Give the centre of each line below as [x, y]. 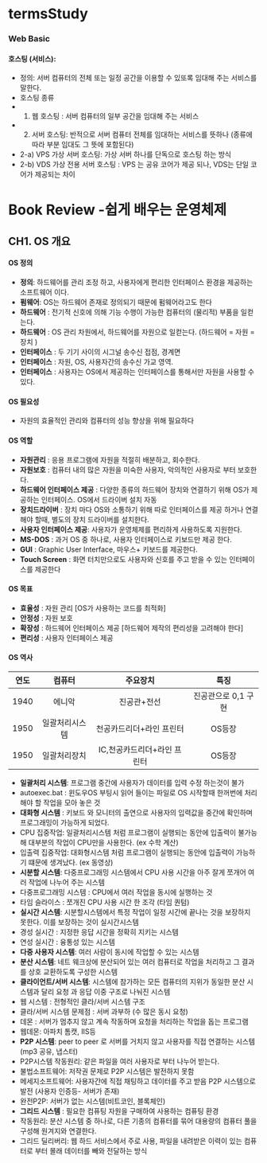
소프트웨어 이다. [44, 292]
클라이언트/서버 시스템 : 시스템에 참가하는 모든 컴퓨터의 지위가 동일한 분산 [132, 982]
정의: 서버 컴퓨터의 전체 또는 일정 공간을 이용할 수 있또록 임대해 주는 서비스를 [138, 78]
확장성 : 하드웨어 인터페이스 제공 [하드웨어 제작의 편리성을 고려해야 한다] [132, 628]
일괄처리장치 [64, 755]
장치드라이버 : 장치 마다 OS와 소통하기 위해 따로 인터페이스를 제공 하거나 [132, 509]
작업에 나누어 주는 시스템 [67, 882]
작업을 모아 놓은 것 [72, 802]
